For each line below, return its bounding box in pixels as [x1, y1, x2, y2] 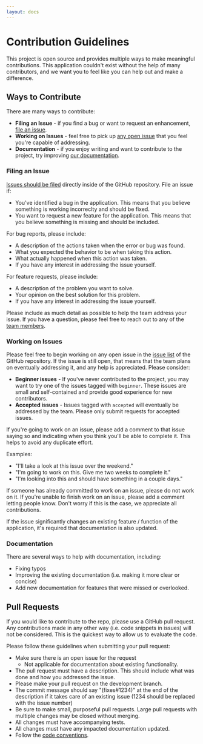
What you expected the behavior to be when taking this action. [15, 248, 172, 255]
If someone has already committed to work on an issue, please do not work [6, 487, 195, 494]
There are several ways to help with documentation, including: [6, 553, 162, 560]
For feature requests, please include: [6, 273, 98, 280]
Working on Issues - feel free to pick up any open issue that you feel [15, 133, 188, 140]
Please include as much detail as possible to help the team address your [6, 309, 187, 316]
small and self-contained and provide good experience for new [15, 388, 173, 396]
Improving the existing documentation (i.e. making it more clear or [15, 571, 180, 579]
